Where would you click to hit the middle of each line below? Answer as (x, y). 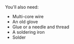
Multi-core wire (28, 16)
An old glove (25, 22)
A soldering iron (28, 32)
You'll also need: (22, 7)
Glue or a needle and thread (41, 27)
